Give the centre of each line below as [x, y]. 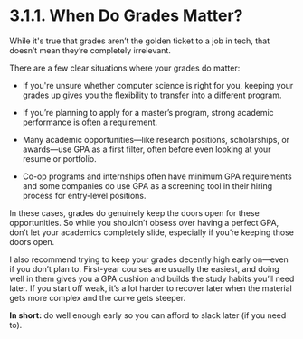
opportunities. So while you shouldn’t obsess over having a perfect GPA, [144, 222]
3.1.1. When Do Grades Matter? [126, 16]
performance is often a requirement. [90, 122]
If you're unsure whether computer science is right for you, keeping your [158, 85]
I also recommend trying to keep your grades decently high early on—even [149, 259]
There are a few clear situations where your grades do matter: [125, 68]
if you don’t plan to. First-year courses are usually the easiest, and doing [145, 268]
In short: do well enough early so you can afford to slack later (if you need [148, 315]
